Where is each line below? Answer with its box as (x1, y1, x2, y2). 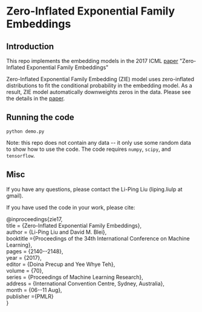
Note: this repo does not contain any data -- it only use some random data (6, 139, 192, 146)
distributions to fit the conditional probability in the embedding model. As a (6, 82, 192, 89)
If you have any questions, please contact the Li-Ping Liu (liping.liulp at (6, 185, 183, 193)
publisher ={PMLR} (6, 293, 54, 300)
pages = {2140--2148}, (6, 247, 64, 255)
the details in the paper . (6, 95, 65, 102)
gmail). (6, 192, 24, 199)
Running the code (6, 112, 74, 122)
